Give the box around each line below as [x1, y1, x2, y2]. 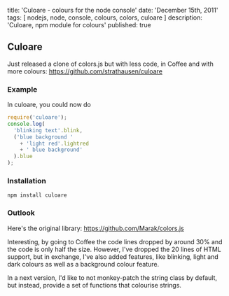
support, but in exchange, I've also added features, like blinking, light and [7, 252, 218, 261]
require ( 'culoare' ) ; [7, 114, 68, 121]
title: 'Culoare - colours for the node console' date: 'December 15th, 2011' [7, 6, 218, 14]
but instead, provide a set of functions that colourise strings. [7, 281, 182, 289]
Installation [7, 176, 47, 186]
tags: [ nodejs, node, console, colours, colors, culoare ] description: [7, 13, 203, 22]
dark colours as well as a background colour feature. [7, 260, 160, 268]
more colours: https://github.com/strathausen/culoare [7, 66, 163, 76]
